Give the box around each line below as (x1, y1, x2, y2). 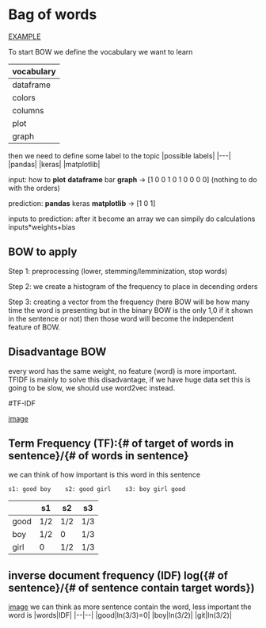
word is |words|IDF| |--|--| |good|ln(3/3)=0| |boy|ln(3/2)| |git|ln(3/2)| (8, 611, 232, 620)
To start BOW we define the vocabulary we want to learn (8, 47, 193, 56)
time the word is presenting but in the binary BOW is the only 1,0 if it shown (8, 305, 253, 314)
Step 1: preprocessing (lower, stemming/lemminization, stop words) (8, 266, 228, 276)
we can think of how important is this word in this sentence (8, 470, 200, 480)
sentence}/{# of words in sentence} (8, 449, 189, 462)
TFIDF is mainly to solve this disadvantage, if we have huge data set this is (8, 375, 251, 384)
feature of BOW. (8, 322, 61, 332)
